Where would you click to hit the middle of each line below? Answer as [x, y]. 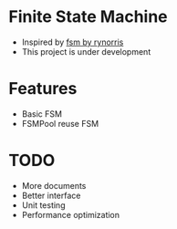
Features [43, 89]
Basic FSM [42, 114]
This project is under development [86, 51]
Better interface [51, 195]
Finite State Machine [88, 17]
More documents [54, 185]
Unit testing [43, 205]
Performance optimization [71, 214]
